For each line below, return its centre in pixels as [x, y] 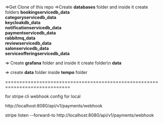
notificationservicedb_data [33, 28]
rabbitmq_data [20, 38]
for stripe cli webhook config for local [43, 96]
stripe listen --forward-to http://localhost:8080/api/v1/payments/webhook [80, 115]
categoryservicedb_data [31, 17]
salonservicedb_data [27, 48]
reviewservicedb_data [28, 43]
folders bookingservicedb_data [37, 12]
